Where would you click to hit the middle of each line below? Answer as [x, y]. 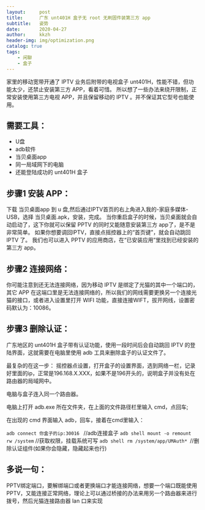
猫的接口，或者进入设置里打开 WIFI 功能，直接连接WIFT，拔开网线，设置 [98, 300]
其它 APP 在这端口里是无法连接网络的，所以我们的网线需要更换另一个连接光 [102, 292]
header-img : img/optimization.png [50, 40]
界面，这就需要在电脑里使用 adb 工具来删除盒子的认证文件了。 [90, 352]
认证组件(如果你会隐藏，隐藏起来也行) [59, 448]
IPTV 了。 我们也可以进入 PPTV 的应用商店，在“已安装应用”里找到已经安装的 [102, 240]
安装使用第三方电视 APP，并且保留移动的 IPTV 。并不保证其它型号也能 [100, 97]
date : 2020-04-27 [37, 29]
